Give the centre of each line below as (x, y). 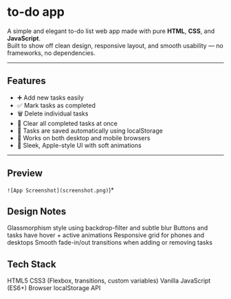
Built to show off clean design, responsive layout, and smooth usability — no (115, 45)
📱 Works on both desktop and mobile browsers (84, 137)
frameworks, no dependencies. (51, 53)
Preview (25, 174)
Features (26, 81)
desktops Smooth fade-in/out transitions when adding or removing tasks (110, 243)
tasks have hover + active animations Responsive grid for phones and (106, 235)
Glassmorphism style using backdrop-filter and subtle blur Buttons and (108, 228)
